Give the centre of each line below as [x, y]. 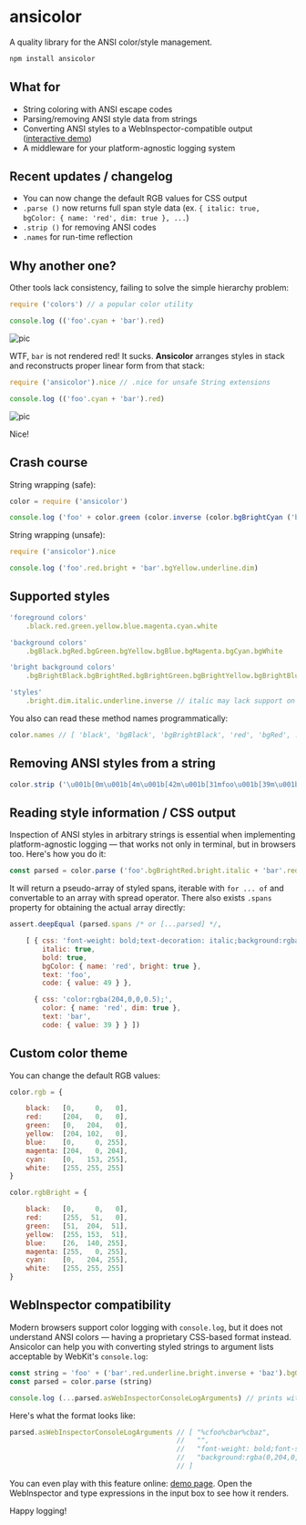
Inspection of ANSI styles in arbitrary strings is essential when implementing [153, 835]
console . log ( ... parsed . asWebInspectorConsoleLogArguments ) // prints [146, 1398]
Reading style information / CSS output [123, 813]
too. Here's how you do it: [58, 854]
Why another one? [63, 266]
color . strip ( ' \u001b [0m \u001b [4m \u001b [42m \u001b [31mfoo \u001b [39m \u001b [154, 784]
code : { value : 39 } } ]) [92, 1025]
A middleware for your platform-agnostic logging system [129, 148]
